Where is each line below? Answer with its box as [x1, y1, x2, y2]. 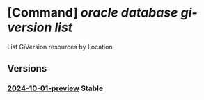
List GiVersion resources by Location [7, 42, 113, 51]
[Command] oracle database [7, 5, 178, 21]
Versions [7, 62, 47, 74]
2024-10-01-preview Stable [7, 83, 103, 93]
